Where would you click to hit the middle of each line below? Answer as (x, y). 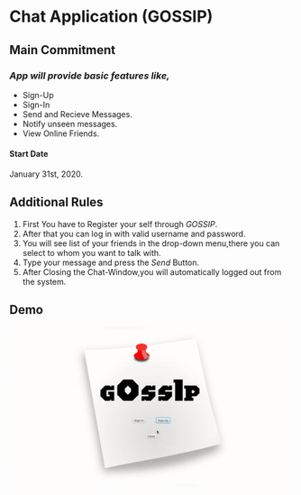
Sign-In (36, 105)
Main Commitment (63, 50)
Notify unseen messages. (70, 124)
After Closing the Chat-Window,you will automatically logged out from (152, 271)
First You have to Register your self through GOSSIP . (120, 224)
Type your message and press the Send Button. (111, 262)
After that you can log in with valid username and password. (134, 234)
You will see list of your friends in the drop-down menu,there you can (151, 243)
